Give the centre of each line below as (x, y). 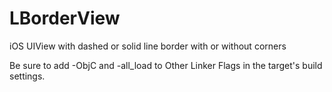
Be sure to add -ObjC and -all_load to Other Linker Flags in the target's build (166, 65)
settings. (27, 76)
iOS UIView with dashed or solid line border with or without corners (148, 46)
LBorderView (65, 18)
